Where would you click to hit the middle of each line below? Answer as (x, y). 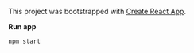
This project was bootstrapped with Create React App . (97, 11)
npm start (25, 41)
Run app (22, 26)
